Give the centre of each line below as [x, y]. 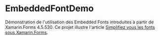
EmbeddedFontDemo [49, 9]
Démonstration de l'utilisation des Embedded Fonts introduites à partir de [80, 22]
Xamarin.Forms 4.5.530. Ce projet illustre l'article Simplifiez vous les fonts [80, 27]
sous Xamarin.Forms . [27, 32]
